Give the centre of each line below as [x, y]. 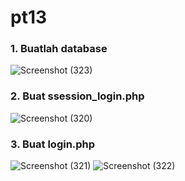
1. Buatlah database [59, 49]
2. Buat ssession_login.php [77, 96]
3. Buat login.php [53, 144]
